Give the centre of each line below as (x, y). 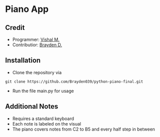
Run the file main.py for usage (43, 91)
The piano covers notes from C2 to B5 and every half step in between (84, 129)
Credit (15, 28)
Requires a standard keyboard (43, 119)
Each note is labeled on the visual (47, 124)
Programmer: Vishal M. (36, 39)
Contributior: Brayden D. (37, 45)
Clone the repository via (37, 72)
